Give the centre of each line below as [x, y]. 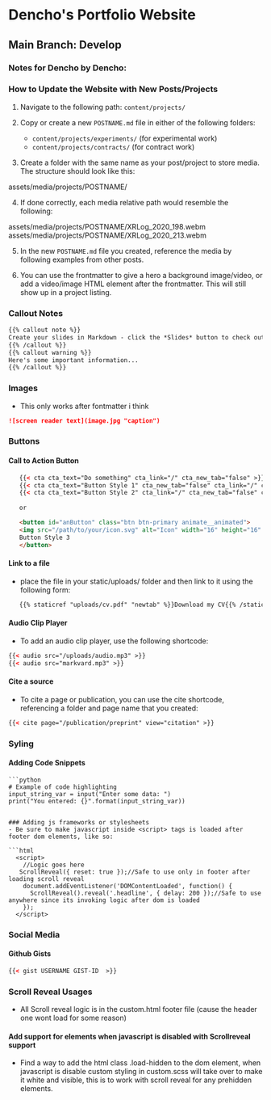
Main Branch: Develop [65, 45]
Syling [21, 744]
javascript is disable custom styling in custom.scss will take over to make [141, 1072]
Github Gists [30, 954]
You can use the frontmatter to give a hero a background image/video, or [141, 275]
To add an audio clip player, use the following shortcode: [114, 641]
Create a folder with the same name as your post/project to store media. [140, 162]
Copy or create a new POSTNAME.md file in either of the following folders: [138, 122]
